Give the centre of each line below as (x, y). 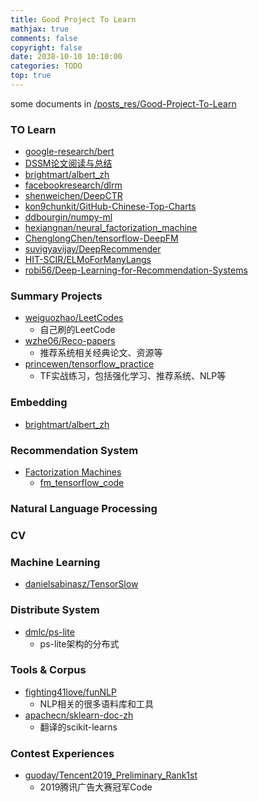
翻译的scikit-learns (78, 727)
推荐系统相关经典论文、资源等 (101, 353)
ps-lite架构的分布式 (79, 643)
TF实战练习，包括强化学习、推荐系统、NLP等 (133, 376)
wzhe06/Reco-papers (70, 341)
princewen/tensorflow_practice (89, 364)
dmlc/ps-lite (49, 632)
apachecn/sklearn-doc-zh (79, 715)
